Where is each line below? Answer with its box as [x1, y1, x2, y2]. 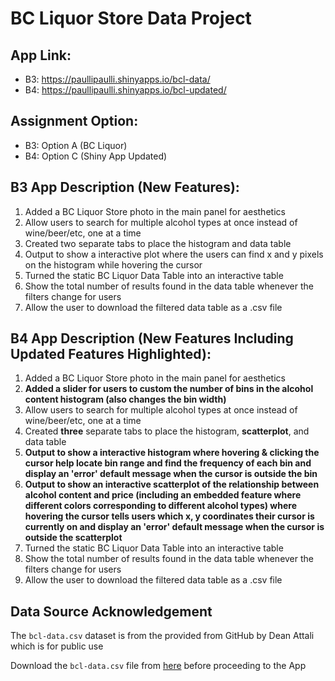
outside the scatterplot [24, 532, 123, 544]
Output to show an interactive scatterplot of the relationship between [24, 478, 320, 491]
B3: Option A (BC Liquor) [24, 139, 128, 151]
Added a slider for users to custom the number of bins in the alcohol [24, 383, 314, 395]
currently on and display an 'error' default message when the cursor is [24, 521, 325, 533]
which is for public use [10, 640, 104, 652]
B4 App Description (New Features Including [10, 330, 294, 347]
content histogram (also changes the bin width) [24, 393, 227, 406]
